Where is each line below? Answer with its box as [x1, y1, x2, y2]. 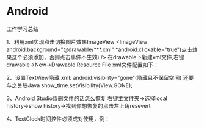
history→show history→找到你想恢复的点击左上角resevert [6, 102, 151, 109]
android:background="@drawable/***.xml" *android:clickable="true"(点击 [6, 46, 192, 53]
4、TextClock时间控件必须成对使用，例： [6, 115, 111, 123]
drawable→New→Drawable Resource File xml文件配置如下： [6, 61, 159, 68]
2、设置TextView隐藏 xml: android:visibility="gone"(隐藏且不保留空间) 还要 [6, 74, 194, 81]
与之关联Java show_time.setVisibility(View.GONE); [6, 81, 133, 89]
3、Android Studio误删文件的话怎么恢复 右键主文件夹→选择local [6, 94, 168, 102]
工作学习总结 [6, 25, 38, 32]
